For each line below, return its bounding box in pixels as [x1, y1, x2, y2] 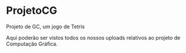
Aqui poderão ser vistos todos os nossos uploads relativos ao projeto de [6, 34, 181, 41]
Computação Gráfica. [6, 40, 58, 47]
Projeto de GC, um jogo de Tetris [6, 23, 85, 30]
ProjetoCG [6, 4, 57, 17]
